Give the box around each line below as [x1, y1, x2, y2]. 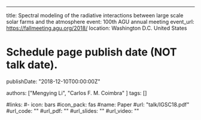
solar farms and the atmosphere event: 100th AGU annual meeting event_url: [6, 19, 194, 25]
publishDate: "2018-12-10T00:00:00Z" [6, 78, 100, 85]
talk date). [6, 58, 58, 72]
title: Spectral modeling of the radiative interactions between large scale [6, 12, 184, 19]
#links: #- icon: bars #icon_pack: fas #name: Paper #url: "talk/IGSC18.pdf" [6, 101, 190, 108]
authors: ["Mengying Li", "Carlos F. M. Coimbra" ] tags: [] [6, 89, 147, 96]
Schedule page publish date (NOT [6, 45, 178, 59]
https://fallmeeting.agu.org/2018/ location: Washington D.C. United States [6, 24, 187, 32]
